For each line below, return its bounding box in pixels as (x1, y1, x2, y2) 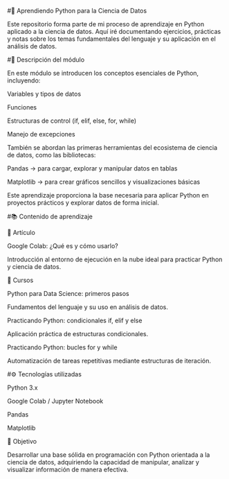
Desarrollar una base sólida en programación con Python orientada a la (7, 451, 210, 459)
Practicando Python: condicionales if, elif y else (7, 316, 143, 324)
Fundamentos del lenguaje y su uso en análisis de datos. (7, 303, 168, 311)
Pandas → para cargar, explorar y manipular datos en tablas (7, 164, 178, 173)
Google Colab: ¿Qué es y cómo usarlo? (7, 242, 119, 250)
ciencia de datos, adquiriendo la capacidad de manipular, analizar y (7, 458, 199, 466)
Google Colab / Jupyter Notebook (7, 397, 104, 405)
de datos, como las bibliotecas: (7, 151, 96, 159)
